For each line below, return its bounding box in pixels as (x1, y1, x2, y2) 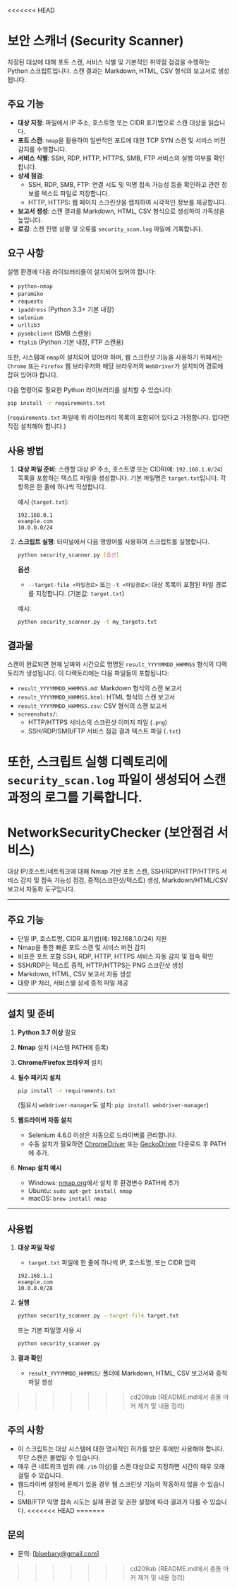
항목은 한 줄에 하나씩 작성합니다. (17, 483, 107, 491)
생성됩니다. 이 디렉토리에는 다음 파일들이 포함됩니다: (25, 668, 169, 677)
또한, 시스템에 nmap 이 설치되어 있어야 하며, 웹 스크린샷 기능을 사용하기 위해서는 (7, 353, 224, 361)
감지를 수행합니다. (17, 144, 67, 153)
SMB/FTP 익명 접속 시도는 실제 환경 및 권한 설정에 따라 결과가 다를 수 (17, 1497, 209, 1506)
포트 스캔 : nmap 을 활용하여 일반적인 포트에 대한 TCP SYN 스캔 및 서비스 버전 (17, 136, 226, 144)
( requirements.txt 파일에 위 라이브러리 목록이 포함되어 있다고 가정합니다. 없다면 (7, 413, 229, 422)
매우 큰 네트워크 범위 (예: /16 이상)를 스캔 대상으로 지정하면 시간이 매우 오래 (17, 1462, 226, 1470)
